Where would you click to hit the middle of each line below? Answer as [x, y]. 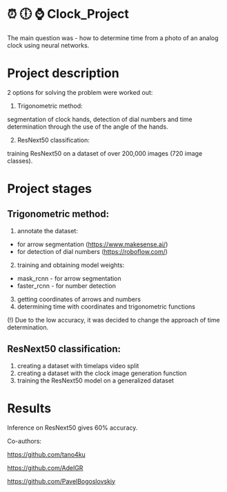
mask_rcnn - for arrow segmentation [69, 278]
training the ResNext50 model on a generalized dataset [96, 380]
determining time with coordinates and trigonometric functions [106, 307]
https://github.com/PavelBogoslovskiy [61, 481]
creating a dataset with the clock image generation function [102, 373]
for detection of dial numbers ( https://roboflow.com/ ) [92, 251]
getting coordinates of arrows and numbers [79, 299]
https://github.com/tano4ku [47, 454]
